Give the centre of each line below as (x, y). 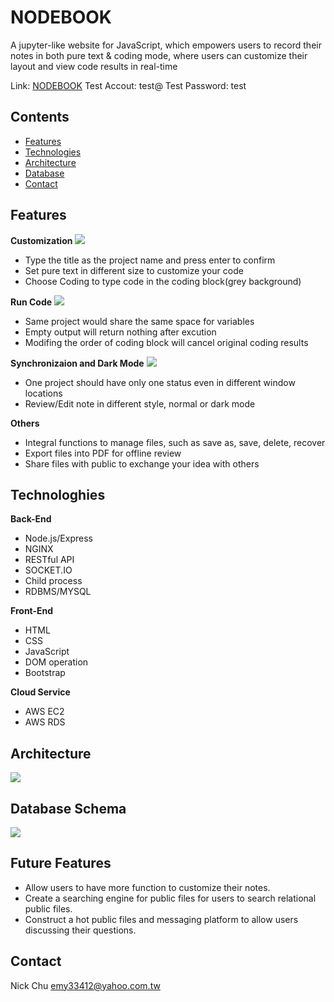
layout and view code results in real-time (94, 66)
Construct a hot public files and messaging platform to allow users (161, 919)
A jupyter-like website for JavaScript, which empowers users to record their (166, 45)
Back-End (31, 519)
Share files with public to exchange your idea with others (142, 463)
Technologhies (58, 494)
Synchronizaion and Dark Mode (77, 363)
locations (43, 393)
